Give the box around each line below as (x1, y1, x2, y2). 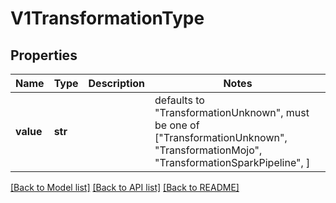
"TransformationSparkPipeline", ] (154, 156, 311, 169)
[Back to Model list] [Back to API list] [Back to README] (10, 182, 240, 193)
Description (88, 77, 145, 90)
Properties (10, 47, 78, 64)
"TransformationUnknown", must (154, 106, 310, 119)
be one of (154, 118, 200, 132)
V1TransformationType (10, 7, 205, 30)
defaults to (154, 93, 205, 107)
